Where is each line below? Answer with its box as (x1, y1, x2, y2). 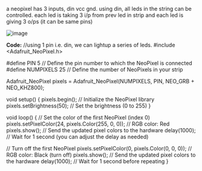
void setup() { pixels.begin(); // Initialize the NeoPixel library (6, 96, 155, 103)
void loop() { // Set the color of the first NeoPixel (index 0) (6, 114, 150, 121)
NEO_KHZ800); (6, 84, 45, 91)
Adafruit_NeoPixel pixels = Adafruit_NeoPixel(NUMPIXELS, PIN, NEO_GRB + (6, 78, 195, 85)
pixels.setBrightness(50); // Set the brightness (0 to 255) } (6, 102, 151, 109)
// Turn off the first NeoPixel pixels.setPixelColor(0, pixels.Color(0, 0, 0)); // (6, 145, 192, 152)
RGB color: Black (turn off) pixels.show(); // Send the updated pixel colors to (6, 151, 196, 158)
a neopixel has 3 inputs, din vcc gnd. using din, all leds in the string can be (6, 5, 192, 12)
